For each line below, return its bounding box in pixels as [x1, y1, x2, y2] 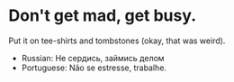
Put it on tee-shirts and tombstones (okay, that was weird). [8, 35, 226, 46]
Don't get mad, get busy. [8, 5, 197, 26]
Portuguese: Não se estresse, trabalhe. [21, 62, 167, 73]
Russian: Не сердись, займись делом [21, 52, 165, 63]
